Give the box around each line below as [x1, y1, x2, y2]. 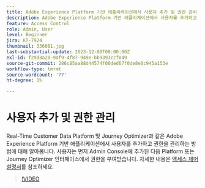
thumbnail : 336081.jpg [6, 43, 64, 50]
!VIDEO [21, 175, 40, 182]
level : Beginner [6, 32, 48, 38]
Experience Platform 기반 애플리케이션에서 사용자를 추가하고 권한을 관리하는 [6, 140, 190, 148]
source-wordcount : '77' [6, 72, 67, 78]
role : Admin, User [6, 26, 53, 32]
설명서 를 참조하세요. [6, 163, 54, 170]
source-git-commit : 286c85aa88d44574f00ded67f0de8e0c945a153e [6, 60, 168, 66]
